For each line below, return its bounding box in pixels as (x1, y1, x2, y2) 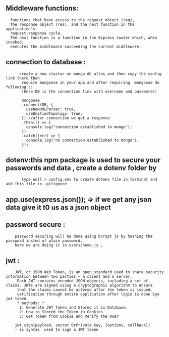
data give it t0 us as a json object (6, 203, 111, 212)
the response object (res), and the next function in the (10, 22, 135, 27)
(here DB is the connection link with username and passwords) (21, 89, 157, 94)
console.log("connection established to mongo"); (26, 124, 133, 130)
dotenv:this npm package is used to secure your (6, 156, 161, 164)
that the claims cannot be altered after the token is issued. (17, 287, 153, 292)
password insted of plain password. (6, 238, 83, 243)
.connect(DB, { (21, 102, 53, 107)
